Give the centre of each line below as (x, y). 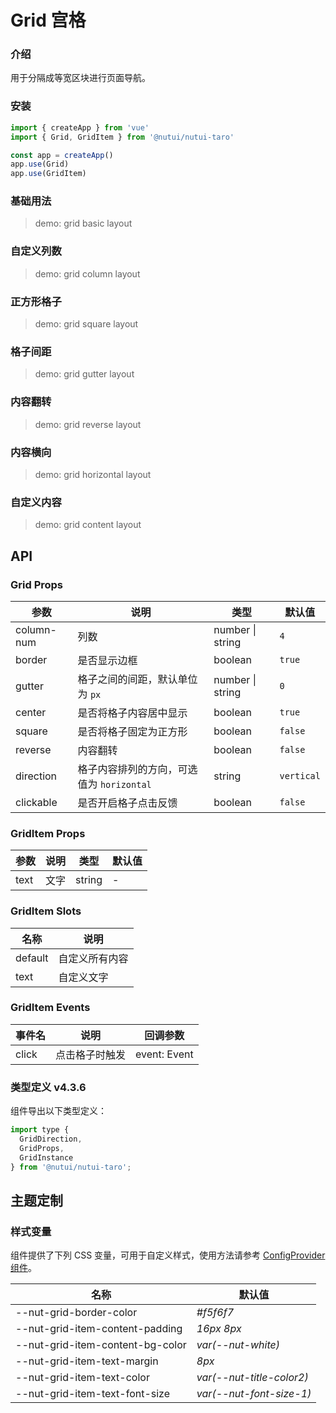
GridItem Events (50, 1008)
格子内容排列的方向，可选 (137, 769)
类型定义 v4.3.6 (48, 1087)
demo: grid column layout (87, 273)
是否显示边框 (107, 660)
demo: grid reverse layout (88, 424)
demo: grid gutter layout (84, 374)
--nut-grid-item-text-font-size (93, 1394)
